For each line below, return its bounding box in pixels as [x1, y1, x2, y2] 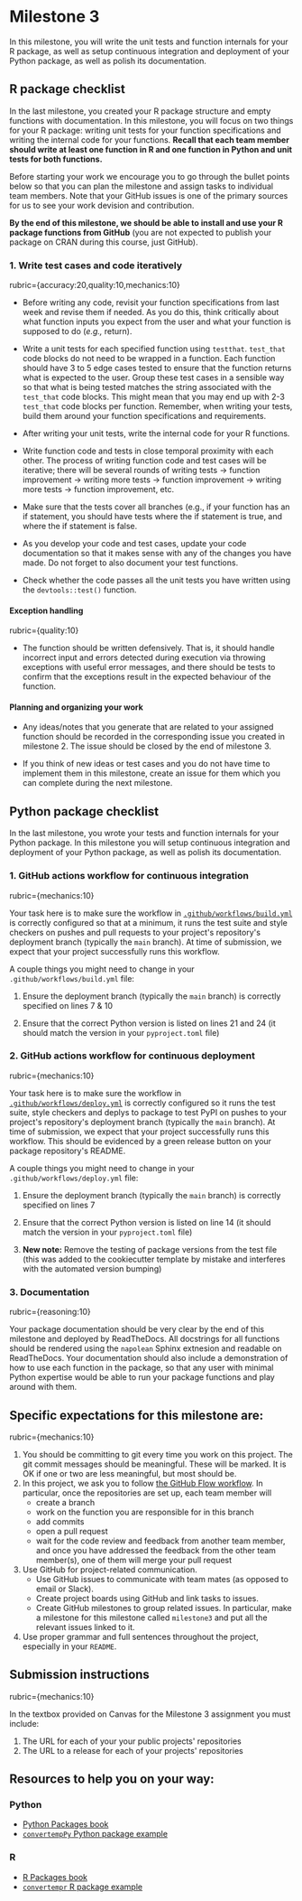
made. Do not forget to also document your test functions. [22, 557, 239, 568]
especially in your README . [22, 1641, 117, 1652]
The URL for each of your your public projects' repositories [22, 1736, 242, 1747]
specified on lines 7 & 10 [22, 1000, 114, 1011]
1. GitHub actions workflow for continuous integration [9, 870, 250, 882]
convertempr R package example [22, 1881, 142, 1892]
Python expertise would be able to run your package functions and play [9, 1372, 275, 1383]
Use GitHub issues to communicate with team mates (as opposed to [35, 1573, 288, 1584]
